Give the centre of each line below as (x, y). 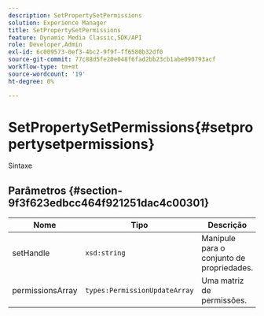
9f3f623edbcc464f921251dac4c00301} (109, 203)
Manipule (218, 239)
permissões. (224, 300)
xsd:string (105, 253)
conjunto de (224, 258)
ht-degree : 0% (31, 81)
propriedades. (227, 268)
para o (213, 248)
